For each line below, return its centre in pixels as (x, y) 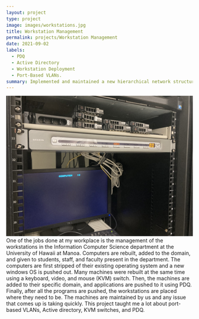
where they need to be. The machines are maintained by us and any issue (96, 298)
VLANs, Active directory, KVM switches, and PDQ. (84, 310)
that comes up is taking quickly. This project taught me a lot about (87, 304)
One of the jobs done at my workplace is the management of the (85, 241)
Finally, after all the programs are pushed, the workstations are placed (92, 291)
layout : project (26, 12)
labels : (16, 50)
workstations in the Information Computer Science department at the (90, 247)
